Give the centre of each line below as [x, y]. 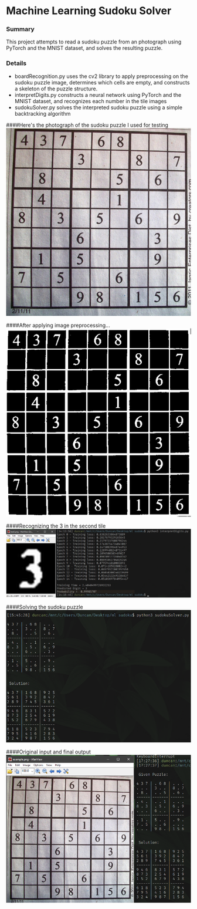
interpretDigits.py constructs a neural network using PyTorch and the [98, 94]
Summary [21, 29]
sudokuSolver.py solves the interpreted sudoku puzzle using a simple [98, 107]
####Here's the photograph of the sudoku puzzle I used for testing [87, 125]
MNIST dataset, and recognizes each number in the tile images [91, 101]
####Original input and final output [48, 752]
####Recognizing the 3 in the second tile [56, 526]
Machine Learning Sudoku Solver [89, 11]
